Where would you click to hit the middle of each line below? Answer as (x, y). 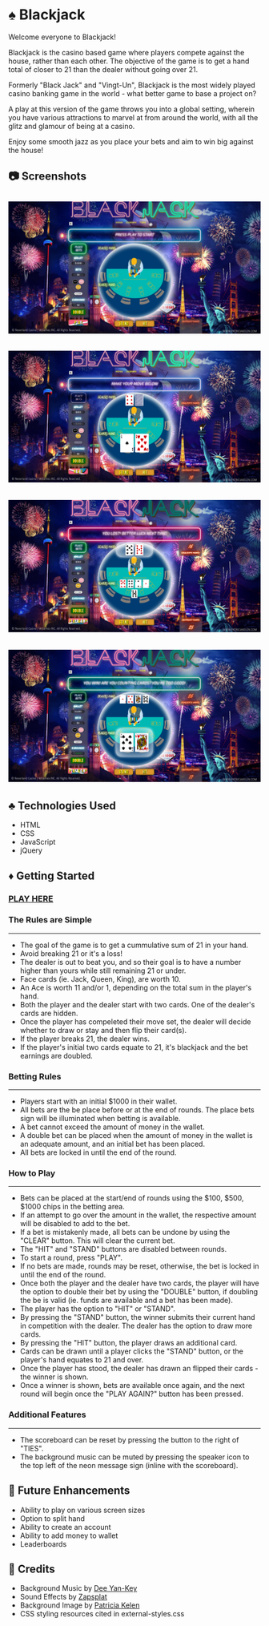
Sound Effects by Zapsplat (64, 1597)
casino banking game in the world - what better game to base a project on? (132, 93)
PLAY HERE (31, 898)
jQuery (31, 850)
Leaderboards (43, 1543)
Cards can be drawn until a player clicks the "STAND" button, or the (132, 1351)
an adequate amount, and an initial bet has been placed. (112, 1144)
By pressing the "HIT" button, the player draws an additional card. (128, 1343)
